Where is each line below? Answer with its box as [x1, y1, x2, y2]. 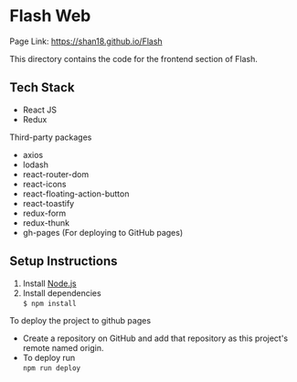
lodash [22, 159, 48, 170]
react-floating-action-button [22, 188, 130, 199]
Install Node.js [22, 278, 77, 289]
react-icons [22, 178, 67, 189]
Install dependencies [22, 287, 102, 298]
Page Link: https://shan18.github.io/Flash [9, 36, 163, 47]
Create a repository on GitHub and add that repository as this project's [22, 333, 289, 344]
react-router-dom [22, 168, 90, 179]
